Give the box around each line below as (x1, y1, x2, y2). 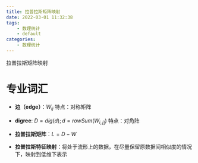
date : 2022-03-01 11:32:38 (6, 14, 73, 20)
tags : (6, 20, 20, 26)
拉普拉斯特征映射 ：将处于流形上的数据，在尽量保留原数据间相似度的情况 (14, 143, 192, 150)
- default (17, 31, 42, 37)
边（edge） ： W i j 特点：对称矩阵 (14, 103, 92, 112)
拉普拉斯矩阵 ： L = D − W (14, 131, 77, 138)
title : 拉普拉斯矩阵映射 (6, 8, 61, 15)
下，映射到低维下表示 (14, 150, 67, 158)
